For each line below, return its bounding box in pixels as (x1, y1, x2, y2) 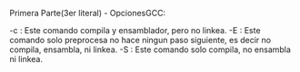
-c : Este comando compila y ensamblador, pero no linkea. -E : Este (9, 25, 261, 35)
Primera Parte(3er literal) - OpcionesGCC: (9, 8, 166, 18)
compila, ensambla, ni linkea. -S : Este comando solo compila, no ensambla (9, 44, 291, 55)
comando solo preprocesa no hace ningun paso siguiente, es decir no (9, 35, 271, 45)
